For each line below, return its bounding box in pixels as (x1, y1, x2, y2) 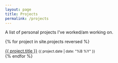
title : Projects (5, 12, 38, 16)
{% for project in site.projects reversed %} (5, 39, 90, 45)
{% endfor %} (5, 53, 33, 59)
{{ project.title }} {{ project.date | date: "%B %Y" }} (5, 48, 96, 54)
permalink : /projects (5, 16, 49, 21)
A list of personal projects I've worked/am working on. (5, 30, 113, 35)
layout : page (5, 7, 32, 12)
